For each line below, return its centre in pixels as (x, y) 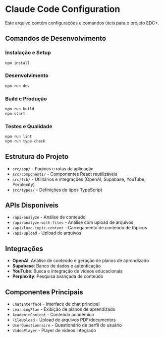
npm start (15, 113)
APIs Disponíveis (32, 205)
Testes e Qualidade (29, 126)
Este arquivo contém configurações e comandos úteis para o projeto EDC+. (82, 23)
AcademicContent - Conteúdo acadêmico (53, 315)
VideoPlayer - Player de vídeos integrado (54, 331)
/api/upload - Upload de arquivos (47, 233)
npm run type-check (25, 141)
